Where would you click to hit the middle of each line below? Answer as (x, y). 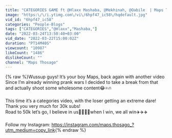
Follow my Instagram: (28, 125)
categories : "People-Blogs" (35, 24)
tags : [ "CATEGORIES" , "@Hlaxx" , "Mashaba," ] (51, 29)
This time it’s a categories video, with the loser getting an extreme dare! (81, 101)
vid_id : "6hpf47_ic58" (29, 19)
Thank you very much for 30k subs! (43, 106)
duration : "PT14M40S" (28, 43)
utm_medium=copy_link (30, 130)
